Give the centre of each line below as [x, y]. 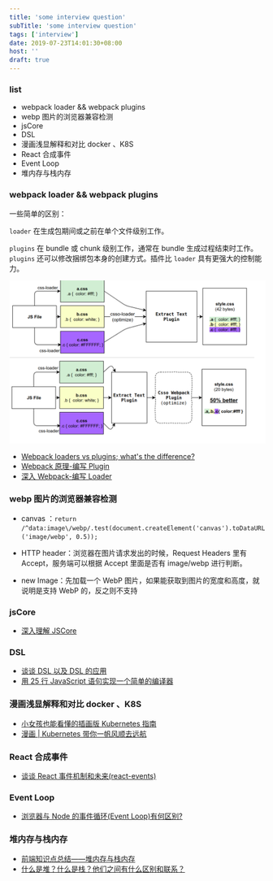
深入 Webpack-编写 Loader [66, 476]
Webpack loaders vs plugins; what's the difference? [108, 456]
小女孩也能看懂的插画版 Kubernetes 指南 [89, 723]
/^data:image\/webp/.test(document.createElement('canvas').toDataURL [143, 528]
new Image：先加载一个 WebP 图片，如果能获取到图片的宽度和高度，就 [140, 580]
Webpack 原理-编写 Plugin [65, 466]
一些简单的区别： [38, 213]
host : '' [24, 52]
